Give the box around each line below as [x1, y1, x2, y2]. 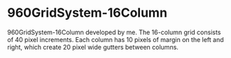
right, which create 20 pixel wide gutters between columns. [7, 43, 178, 51]
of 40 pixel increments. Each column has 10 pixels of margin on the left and [7, 35, 224, 43]
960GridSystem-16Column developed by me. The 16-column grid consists [7, 28, 221, 36]
